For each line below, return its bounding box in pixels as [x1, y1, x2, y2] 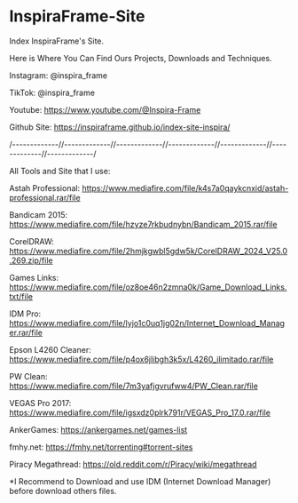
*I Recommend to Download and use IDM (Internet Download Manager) [9, 475, 271, 486]
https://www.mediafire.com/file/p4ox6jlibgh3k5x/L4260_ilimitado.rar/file [9, 354, 274, 364]
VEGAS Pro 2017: [9, 397, 72, 408]
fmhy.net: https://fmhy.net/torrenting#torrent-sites [9, 442, 193, 452]
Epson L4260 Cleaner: [9, 344, 91, 355]
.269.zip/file [9, 255, 53, 266]
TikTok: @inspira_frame [9, 87, 96, 98]
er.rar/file [9, 327, 43, 338]
